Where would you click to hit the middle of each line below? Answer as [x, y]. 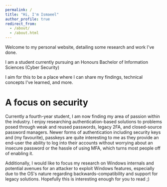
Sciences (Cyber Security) [32, 67]
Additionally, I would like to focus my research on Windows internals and [80, 163]
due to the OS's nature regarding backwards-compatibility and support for [82, 174]
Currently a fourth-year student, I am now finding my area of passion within [83, 116]
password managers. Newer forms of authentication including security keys [83, 132]
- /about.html [24, 33]
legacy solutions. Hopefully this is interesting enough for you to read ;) [77, 179]
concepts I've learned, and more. [39, 82]
